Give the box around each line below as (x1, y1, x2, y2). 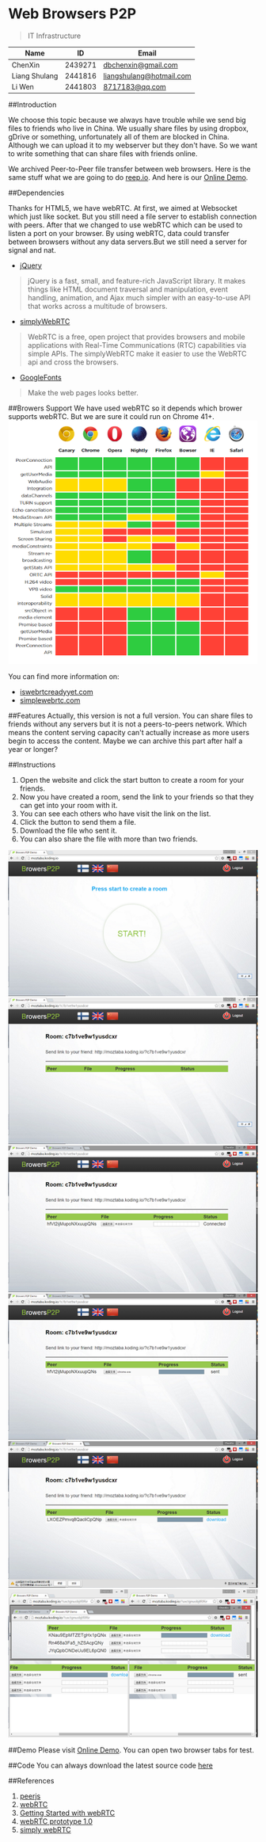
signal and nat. (8, 245, 57, 254)
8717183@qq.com (102, 82, 166, 92)
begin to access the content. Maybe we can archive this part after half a (8, 736, 243, 746)
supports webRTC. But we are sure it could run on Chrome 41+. (8, 411, 215, 421)
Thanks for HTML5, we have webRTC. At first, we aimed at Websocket (8, 203, 237, 212)
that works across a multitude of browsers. (27, 301, 168, 311)
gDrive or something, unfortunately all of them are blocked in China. (8, 132, 230, 141)
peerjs (19, 1791, 41, 1801)
